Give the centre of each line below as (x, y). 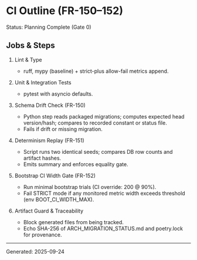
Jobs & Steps (30, 45)
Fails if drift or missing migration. (63, 129)
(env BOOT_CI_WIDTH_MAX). (59, 199)
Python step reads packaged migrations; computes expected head (104, 116)
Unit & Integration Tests (43, 82)
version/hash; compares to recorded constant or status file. (95, 123)
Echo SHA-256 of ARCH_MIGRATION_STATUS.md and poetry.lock (103, 228)
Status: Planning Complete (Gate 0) (49, 27)
